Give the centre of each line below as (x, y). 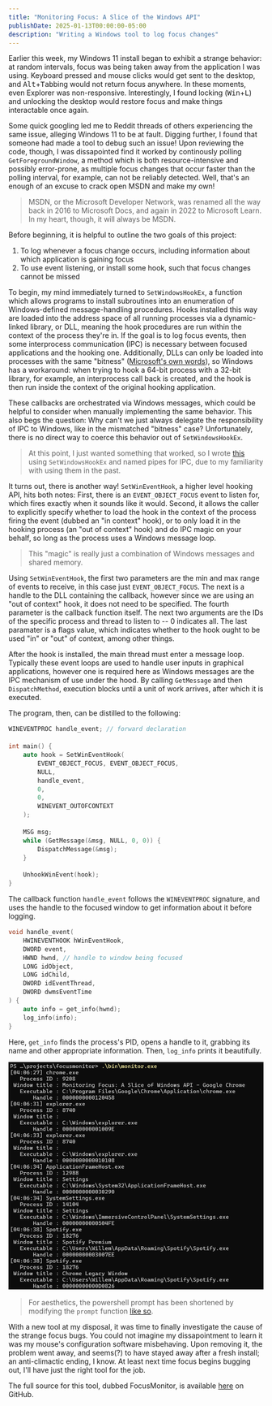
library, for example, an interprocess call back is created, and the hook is (130, 379)
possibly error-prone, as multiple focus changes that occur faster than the (132, 169)
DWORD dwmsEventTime (57, 992)
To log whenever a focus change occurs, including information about (135, 251)
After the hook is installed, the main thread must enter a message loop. (126, 655)
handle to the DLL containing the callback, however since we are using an (131, 595)
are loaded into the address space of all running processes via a (115, 318)
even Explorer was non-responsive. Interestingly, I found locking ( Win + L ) (130, 93)
